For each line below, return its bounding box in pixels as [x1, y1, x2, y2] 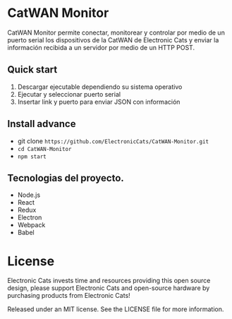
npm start [17, 153, 47, 160]
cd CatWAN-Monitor [17, 145, 72, 152]
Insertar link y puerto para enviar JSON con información [17, 97, 181, 106]
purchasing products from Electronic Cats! [7, 291, 130, 300]
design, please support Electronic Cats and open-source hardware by [7, 284, 210, 292]
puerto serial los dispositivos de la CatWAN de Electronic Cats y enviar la [7, 35, 219, 44]
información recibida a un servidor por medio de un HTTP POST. [7, 43, 195, 52]
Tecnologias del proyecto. [7, 171, 125, 184]
